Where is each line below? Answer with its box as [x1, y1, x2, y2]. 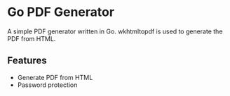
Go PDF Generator [7, 4, 114, 20]
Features [7, 55, 47, 67]
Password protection [17, 81, 78, 89]
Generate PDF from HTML [17, 73, 93, 81]
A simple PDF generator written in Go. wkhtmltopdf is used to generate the [7, 27, 223, 35]
